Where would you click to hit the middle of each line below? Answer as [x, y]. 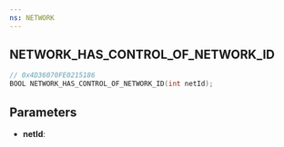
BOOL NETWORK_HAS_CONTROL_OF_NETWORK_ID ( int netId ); [112, 84]
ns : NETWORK [32, 18]
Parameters [43, 112]
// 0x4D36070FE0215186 [52, 75]
